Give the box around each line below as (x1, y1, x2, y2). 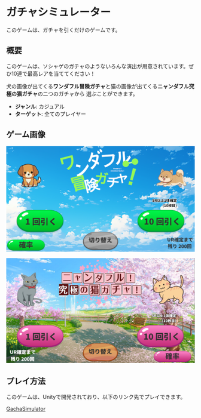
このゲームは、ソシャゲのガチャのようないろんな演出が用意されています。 (6, 62, 189, 69)
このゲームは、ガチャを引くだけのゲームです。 (6, 26, 121, 33)
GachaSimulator (6, 405, 46, 412)
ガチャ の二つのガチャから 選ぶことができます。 (22, 90, 139, 97)
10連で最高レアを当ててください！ (11, 70, 96, 77)
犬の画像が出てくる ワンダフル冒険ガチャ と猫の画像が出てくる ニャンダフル (6, 82, 190, 90)
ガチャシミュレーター (6, 5, 111, 19)
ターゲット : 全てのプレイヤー (14, 110, 87, 117)
